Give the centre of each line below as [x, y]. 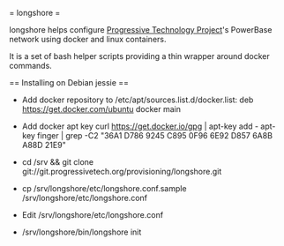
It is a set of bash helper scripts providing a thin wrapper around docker [140, 56]
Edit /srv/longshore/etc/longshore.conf [93, 215]
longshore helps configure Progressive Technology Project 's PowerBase [141, 30]
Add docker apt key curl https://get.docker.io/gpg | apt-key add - [140, 126]
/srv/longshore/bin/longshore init [82, 232]
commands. [31, 66]
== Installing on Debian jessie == [69, 82]
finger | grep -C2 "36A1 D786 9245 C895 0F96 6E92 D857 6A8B [155, 135]
